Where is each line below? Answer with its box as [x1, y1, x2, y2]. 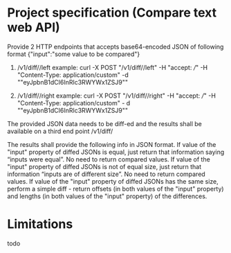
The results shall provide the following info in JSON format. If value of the [7, 140, 216, 148]
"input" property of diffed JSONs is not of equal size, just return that [7, 162, 202, 171]
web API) [7, 19, 60, 35]
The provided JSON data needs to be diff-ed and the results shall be [7, 119, 202, 128]
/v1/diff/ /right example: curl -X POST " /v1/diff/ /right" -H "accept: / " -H [17, 91, 216, 100]
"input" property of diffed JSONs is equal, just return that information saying [7, 148, 225, 156]
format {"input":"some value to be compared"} [7, 50, 140, 58]
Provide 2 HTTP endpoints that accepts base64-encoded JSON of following [7, 42, 224, 51]
